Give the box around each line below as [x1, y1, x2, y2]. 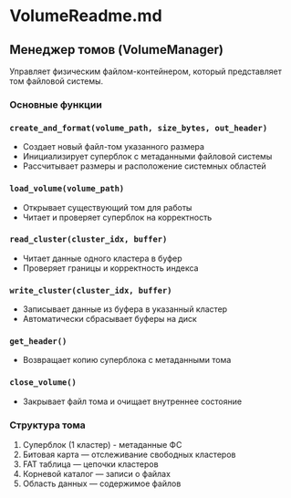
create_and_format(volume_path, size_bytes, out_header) [9, 122, 268, 133]
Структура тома [9, 419, 87, 431]
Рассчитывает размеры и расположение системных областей [22, 161, 266, 171]
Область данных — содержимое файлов [22, 478, 182, 489]
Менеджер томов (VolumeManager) [9, 42, 223, 57]
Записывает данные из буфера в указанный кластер [22, 304, 228, 315]
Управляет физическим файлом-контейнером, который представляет [9, 66, 283, 77]
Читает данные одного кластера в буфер [22, 253, 182, 264]
